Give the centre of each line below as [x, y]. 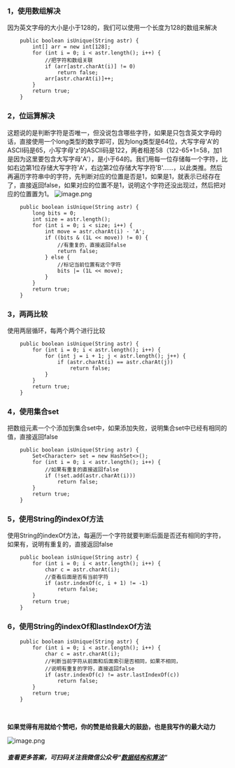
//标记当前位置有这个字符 [89, 265]
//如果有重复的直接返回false [81, 470]
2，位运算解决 [31, 116]
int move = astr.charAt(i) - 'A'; [95, 231]
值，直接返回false [33, 437]
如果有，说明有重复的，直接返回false [60, 544]
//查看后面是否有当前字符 [77, 577]
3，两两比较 [28, 314]
